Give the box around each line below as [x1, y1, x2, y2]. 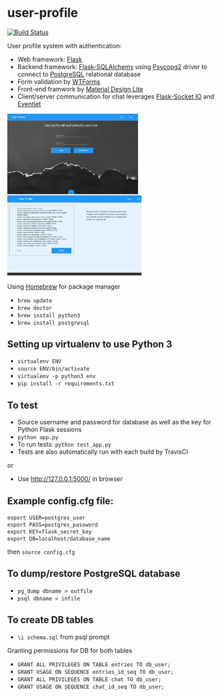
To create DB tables [7, 614, 94, 626]
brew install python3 [17, 312, 80, 319]
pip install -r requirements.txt [17, 380, 115, 387]
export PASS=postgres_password [7, 521, 98, 529]
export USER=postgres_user [7, 514, 86, 522]
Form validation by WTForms [17, 77, 101, 85]
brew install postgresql [17, 319, 90, 326]
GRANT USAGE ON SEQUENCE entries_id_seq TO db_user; [17, 668, 174, 675]
